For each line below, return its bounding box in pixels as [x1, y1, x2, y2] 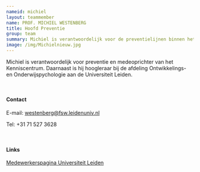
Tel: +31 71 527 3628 [6, 121, 57, 128]
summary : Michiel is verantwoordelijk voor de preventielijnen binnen [6, 36, 185, 42]
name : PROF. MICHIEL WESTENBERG [6, 20, 86, 26]
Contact [6, 96, 27, 103]
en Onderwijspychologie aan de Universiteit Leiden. [6, 71, 133, 78]
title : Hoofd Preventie [6, 25, 65, 32]
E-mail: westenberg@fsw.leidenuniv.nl [6, 110, 100, 117]
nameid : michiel [6, 8, 46, 15]
